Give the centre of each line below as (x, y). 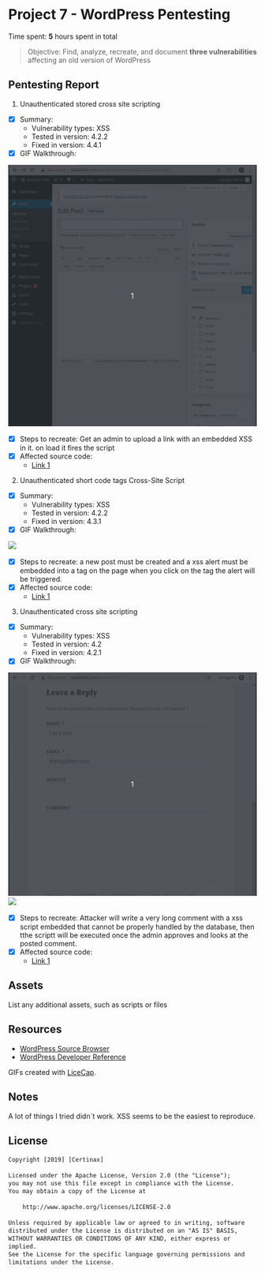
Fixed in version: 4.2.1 (66, 653)
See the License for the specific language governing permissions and (127, 1255)
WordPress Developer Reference (73, 1057)
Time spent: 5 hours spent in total (63, 36)
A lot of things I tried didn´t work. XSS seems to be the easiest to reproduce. (132, 1116)
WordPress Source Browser (65, 1048)
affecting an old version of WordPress (89, 60)
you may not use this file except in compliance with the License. (121, 1184)
